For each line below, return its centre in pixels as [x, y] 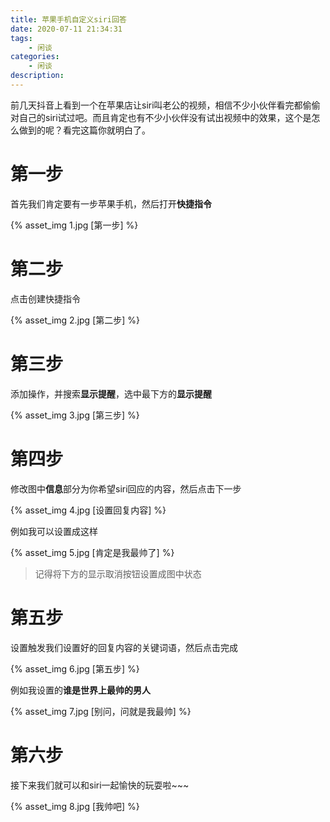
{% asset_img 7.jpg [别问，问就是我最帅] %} [101, 711]
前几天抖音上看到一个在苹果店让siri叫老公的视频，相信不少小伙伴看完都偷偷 [165, 105]
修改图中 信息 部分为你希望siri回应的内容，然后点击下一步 [126, 488]
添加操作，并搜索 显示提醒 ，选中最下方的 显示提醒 [111, 393]
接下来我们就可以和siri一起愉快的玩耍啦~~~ [100, 785]
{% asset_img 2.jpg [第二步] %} [75, 320]
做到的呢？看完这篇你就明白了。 [84, 130]
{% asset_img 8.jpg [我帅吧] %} [75, 806]
